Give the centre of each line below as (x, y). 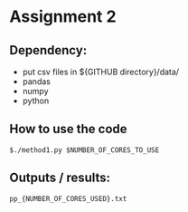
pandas (37, 82)
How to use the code (69, 129)
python (36, 101)
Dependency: (48, 50)
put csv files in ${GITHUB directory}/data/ (100, 72)
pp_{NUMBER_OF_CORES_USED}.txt (68, 198)
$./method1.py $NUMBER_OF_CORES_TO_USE (85, 150)
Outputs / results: (60, 178)
